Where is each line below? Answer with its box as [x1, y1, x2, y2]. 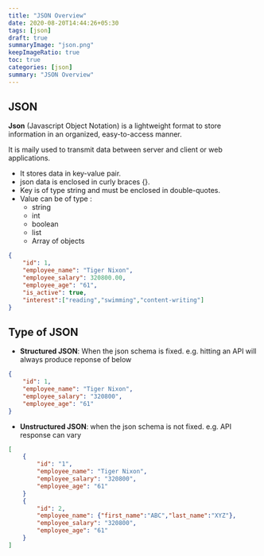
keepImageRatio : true [8, 48, 80, 56]
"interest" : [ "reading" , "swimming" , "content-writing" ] [22, 295, 204, 304]
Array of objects [31, 236, 85, 246]
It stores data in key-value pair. [19, 168, 122, 179]
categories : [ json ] [8, 64, 73, 71]
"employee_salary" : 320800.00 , [22, 274, 126, 282]
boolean [31, 219, 59, 229]
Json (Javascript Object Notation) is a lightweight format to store [8, 121, 222, 131]
